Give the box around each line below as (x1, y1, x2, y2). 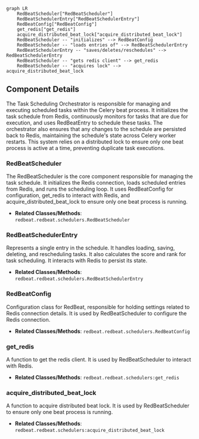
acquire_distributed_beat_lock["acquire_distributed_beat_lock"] (17, 32, 183, 38)
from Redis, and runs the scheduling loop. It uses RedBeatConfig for (6, 185, 174, 193)
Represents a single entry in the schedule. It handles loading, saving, (6, 244, 175, 251)
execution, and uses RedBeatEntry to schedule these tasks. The (6, 119, 163, 126)
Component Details (6, 84, 79, 95)
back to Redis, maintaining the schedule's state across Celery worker (6, 132, 176, 139)
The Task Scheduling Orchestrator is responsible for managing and (6, 100, 171, 107)
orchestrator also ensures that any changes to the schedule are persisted (6, 125, 186, 132)
